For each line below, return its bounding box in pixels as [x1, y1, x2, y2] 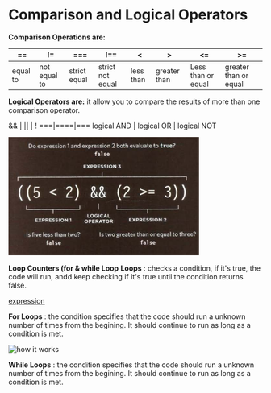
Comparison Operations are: [8, 32, 106, 42]
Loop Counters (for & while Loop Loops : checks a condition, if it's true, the [8, 263, 261, 273]
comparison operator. [8, 105, 81, 115]
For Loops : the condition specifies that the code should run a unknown [8, 312, 246, 321]
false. [8, 280, 27, 291]
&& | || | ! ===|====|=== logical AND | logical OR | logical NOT [8, 121, 217, 130]
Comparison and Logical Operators [8, 6, 248, 24]
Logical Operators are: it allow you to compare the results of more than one [8, 97, 261, 106]
